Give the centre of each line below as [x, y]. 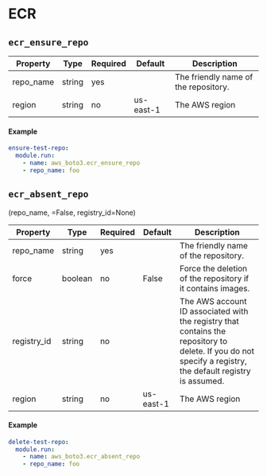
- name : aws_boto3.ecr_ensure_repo [81, 163]
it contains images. [215, 288]
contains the [203, 331]
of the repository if [215, 278]
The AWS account [213, 301]
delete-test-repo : [39, 442]
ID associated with [214, 311]
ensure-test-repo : [39, 148]
